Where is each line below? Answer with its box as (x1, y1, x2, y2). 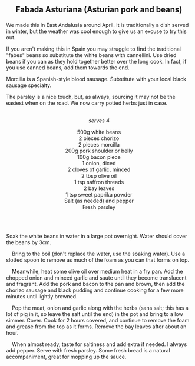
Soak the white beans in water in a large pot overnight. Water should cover (6, 232, 187, 240)
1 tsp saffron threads (74, 179, 124, 186)
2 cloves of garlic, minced (67, 166, 131, 173)
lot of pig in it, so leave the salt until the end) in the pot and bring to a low (6, 311, 184, 318)
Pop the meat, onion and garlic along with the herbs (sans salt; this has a (11, 304, 189, 311)
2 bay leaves (83, 185, 115, 192)
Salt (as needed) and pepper (64, 197, 134, 205)
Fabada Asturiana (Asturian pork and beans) (15, 5, 183, 15)
